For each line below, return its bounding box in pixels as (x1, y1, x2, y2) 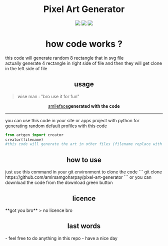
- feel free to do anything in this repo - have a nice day (5, 235, 117, 241)
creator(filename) (5, 137, 43, 142)
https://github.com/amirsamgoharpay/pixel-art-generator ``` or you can (5, 174, 151, 180)
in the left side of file (5, 65, 47, 71)
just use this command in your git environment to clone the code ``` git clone (5, 169, 162, 175)
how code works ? (45, 39, 122, 50)
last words (67, 222, 101, 230)
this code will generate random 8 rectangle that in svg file (5, 55, 124, 61)
